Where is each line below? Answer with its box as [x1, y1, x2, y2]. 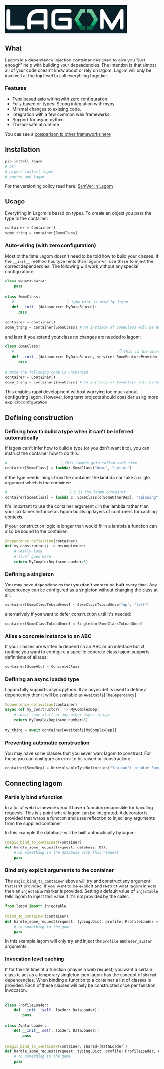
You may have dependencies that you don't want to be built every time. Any [5, 582, 158, 588]
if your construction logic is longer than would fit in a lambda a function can [5, 524, 157, 529]
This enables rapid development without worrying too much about [5, 389, 138, 395]
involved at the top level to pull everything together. [5, 73, 108, 78]
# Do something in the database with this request [14, 850, 119, 855]
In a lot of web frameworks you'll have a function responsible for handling [5, 805, 153, 811]
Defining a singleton [5, 571, 54, 578]
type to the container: [5, 215, 49, 222]
